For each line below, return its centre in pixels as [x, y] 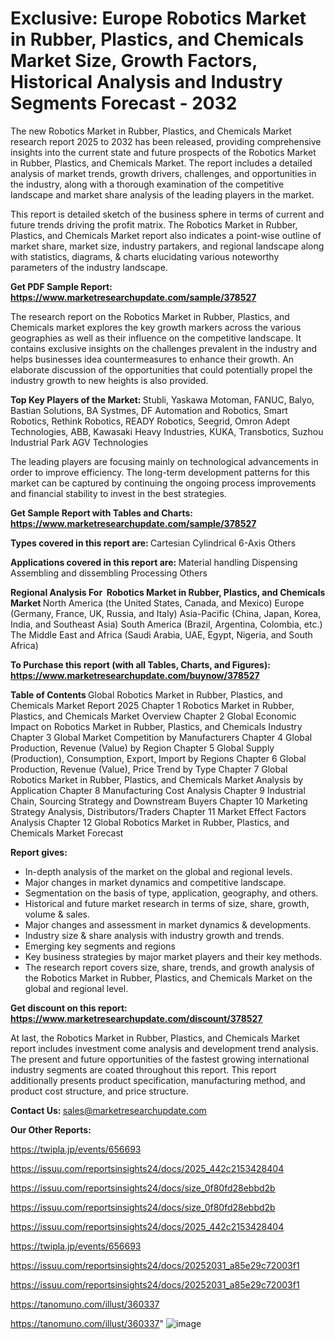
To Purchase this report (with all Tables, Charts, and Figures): [140, 664]
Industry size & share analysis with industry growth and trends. [154, 935]
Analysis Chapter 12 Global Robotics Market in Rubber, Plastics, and [150, 822]
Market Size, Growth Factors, [134, 61]
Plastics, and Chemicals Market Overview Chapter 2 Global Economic [153, 716]
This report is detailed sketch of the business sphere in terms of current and [167, 214]
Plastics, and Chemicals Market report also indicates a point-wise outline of [166, 235]
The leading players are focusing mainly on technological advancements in [164, 461]
